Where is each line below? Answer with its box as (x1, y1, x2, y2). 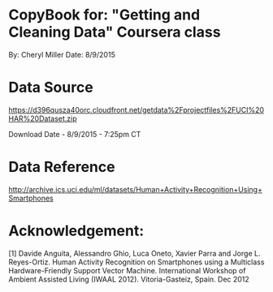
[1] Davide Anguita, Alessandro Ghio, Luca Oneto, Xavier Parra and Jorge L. (8, 248, 261, 258)
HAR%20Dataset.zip (8, 114, 77, 123)
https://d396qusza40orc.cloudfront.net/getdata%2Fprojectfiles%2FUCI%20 (8, 105, 265, 114)
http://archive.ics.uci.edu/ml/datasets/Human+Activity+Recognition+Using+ (8, 184, 262, 194)
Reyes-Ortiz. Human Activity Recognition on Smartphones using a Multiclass (8, 257, 265, 267)
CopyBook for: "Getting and (8, 6, 201, 24)
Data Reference (8, 158, 115, 176)
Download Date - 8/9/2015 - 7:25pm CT (8, 129, 141, 139)
